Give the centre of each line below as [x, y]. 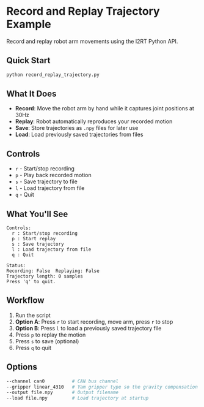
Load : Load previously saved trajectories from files [79, 135]
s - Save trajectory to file [46, 181]
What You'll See [37, 214]
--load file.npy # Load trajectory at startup [78, 398]
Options [22, 367]
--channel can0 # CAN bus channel [63, 381]
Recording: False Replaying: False [53, 271]
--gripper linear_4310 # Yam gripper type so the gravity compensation [102, 387]
